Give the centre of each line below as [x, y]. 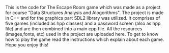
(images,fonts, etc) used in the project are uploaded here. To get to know [82, 34]
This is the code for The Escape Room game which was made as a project [83, 7]
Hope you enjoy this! [27, 45]
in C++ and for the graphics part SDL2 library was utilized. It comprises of [83, 18]
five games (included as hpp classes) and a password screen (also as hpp [83, 23]
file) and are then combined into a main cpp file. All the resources [74, 29]
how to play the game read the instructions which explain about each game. [85, 39]
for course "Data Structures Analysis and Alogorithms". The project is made [84, 13]
